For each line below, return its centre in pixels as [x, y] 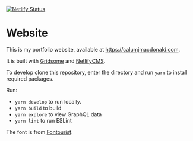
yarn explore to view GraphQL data [58, 114]
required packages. [30, 78]
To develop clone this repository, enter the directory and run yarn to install [97, 72]
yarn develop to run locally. [48, 101]
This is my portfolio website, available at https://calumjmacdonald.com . [93, 49]
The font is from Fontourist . [39, 132]
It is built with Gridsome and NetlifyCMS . [56, 61]
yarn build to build [38, 108]
